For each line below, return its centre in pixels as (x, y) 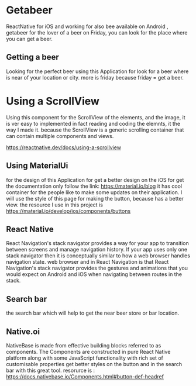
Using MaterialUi (37, 166)
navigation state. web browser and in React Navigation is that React (87, 262)
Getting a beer (33, 57)
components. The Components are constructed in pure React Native (88, 351)
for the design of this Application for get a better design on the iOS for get (95, 180)
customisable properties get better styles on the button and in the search (94, 364)
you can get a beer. (29, 39)
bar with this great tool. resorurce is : (51, 370)
